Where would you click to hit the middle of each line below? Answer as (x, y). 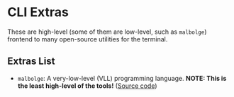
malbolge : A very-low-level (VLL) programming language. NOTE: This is (122, 78)
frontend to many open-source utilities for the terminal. (88, 39)
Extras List (31, 62)
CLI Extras (38, 12)
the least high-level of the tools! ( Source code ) (87, 86)
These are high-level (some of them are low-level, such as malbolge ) (107, 32)
